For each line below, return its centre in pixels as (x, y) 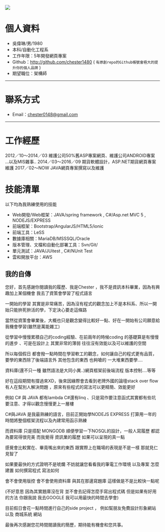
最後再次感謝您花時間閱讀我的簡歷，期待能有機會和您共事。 (65, 525)
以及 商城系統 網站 (24, 514)
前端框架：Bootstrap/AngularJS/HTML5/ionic (58, 226)
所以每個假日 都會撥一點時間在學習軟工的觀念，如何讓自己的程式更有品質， (81, 354)
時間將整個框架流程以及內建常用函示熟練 (46, 420)
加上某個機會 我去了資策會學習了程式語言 (51, 293)
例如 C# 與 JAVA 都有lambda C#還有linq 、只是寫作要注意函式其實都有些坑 (81, 397)
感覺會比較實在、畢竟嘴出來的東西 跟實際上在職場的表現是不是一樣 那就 (77, 448)
